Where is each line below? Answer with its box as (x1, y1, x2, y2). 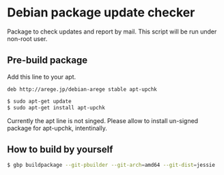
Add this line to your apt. (7, 72, 76, 81)
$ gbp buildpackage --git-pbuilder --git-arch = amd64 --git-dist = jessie (7, 162, 215, 169)
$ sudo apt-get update (7, 98, 72, 105)
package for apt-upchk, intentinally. (7, 124, 107, 132)
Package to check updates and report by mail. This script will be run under (7, 27, 217, 36)
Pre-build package (7, 55, 88, 66)
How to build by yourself (7, 144, 113, 155)
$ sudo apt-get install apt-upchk (7, 104, 106, 111)
